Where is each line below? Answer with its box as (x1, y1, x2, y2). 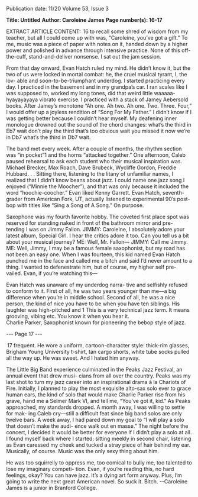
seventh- (162, 189, 184, 196)
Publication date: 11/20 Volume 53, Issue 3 (6, 5, 109, 12)
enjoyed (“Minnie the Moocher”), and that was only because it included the (6, 183, 189, 190)
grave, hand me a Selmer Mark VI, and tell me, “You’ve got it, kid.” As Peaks (6, 398, 191, 404)
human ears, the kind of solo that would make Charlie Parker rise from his (6, 391, 186, 398)
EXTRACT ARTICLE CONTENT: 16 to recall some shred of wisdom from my (6, 28, 189, 35)
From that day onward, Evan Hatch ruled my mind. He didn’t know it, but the (6, 64, 191, 72)
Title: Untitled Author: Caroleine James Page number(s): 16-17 (6, 17, 163, 23)
